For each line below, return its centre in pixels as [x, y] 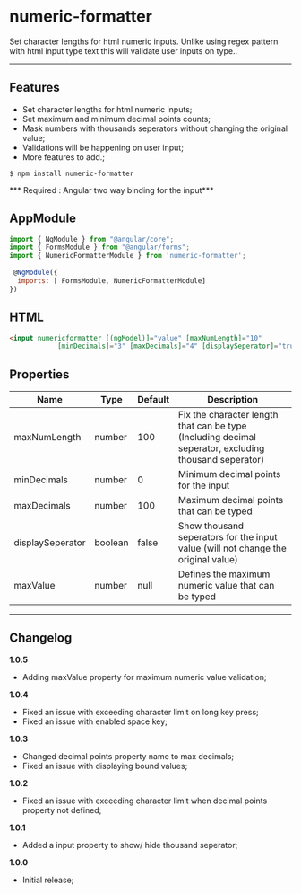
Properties [39, 374]
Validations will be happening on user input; [103, 147]
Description [232, 400]
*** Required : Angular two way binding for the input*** [112, 190]
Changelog [41, 638]
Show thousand [211, 526]
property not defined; [62, 810]
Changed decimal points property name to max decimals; [128, 756]
